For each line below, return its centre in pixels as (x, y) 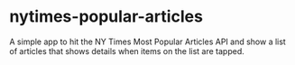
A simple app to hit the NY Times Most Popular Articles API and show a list (147, 42)
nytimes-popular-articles (106, 17)
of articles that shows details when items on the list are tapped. (127, 51)
